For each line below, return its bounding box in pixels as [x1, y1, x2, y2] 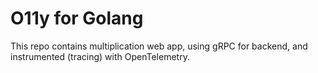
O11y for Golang [10, 7, 144, 30]
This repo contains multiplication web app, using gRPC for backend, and [10, 40, 308, 52]
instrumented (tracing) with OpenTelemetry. [10, 50, 190, 62]
